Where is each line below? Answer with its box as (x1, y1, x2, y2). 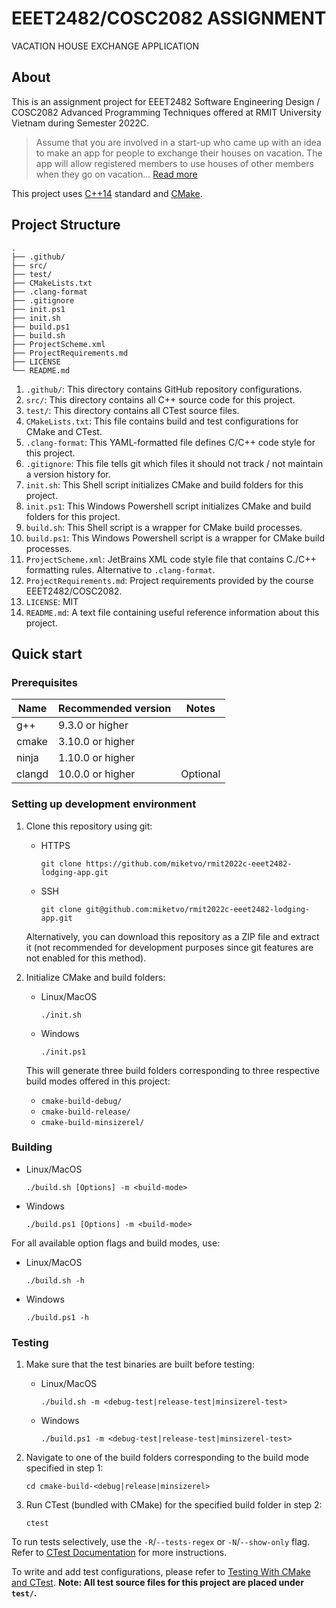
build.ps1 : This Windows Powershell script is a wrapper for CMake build (25, 532, 326, 544)
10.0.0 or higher (58, 767, 136, 781)
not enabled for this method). (25, 952, 147, 964)
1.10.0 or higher (58, 751, 136, 765)
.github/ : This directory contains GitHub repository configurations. (25, 383, 303, 395)
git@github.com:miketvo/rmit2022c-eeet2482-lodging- (85, 904, 311, 914)
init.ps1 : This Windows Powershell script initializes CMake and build (25, 500, 312, 512)
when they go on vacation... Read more (35, 168, 198, 180)
